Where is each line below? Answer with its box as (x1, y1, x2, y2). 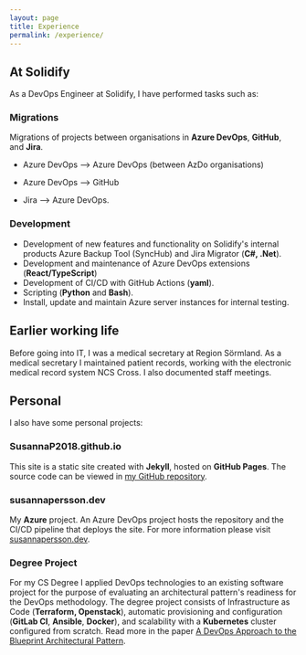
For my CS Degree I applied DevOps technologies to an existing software (9, 577, 284, 588)
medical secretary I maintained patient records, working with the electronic (9, 357, 292, 368)
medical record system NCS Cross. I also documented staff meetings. (9, 366, 272, 377)
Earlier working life (9, 323, 120, 339)
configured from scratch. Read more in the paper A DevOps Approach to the (9, 626, 297, 637)
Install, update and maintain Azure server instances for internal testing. (22, 296, 290, 307)
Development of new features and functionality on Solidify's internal (22, 238, 280, 249)
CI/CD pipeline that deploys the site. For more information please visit (9, 524, 271, 534)
